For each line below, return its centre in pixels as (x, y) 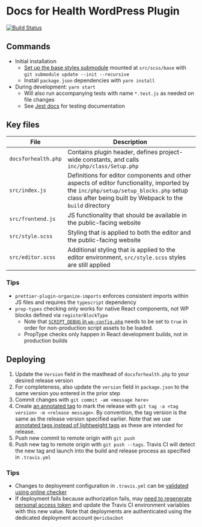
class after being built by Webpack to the (125, 198)
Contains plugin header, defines (113, 152)
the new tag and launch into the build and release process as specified (103, 451)
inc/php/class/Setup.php (103, 166)
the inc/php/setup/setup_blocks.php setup (128, 190)
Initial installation (36, 61)
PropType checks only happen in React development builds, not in (106, 334)
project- (171, 152)
